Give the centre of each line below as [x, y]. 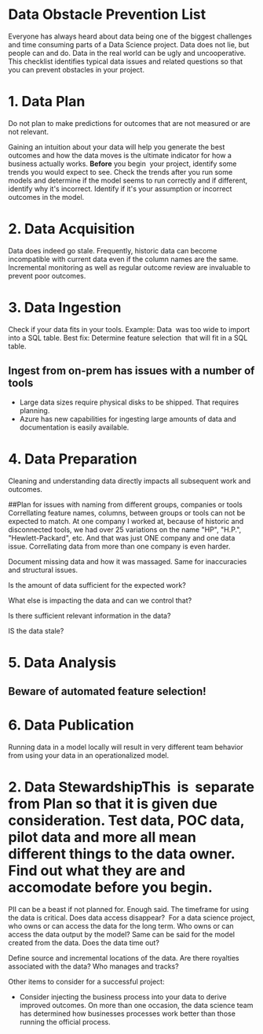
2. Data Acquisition [71, 229]
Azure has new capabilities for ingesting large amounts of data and [128, 419]
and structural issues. [43, 570]
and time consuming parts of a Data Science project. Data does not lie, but [129, 44]
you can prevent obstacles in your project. [77, 69]
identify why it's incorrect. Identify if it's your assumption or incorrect [120, 188]
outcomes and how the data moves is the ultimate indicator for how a [120, 155]
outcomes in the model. [46, 197]
